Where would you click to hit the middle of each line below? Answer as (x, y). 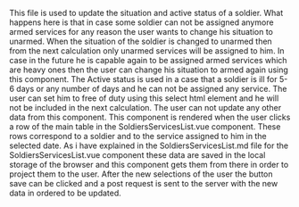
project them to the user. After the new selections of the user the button (141, 174)
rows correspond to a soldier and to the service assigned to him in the (138, 136)
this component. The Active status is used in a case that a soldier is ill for (144, 79)
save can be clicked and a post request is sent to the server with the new (144, 183)
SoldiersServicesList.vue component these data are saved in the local (137, 155)
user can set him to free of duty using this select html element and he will (144, 98)
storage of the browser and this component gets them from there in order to (149, 165)
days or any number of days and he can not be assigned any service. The (152, 89)
